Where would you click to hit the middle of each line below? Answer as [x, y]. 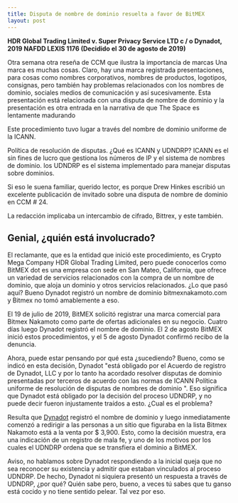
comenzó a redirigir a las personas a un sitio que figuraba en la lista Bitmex [117, 425]
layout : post [27, 21]
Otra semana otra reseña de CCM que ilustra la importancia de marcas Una [117, 62]
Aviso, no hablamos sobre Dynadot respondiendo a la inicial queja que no [115, 461]
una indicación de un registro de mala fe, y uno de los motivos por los [109, 440]
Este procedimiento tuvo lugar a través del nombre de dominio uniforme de [117, 129]
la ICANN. [22, 137]
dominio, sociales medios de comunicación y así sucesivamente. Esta [109, 92]
